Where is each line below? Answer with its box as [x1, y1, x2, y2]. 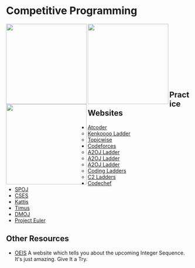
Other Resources [6, 234, 69, 243]
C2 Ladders [87, 173, 116, 180]
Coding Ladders [87, 167, 127, 174]
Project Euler [14, 217, 46, 224]
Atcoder [87, 124, 107, 131]
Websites [87, 108, 123, 118]
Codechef [87, 179, 112, 186]
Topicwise [87, 136, 112, 143]
